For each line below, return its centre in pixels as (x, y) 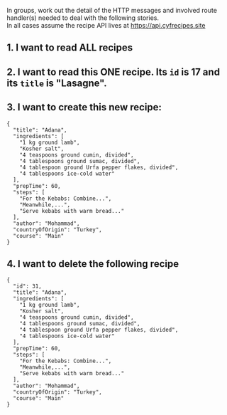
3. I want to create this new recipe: (84, 107)
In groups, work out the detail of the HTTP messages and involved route (112, 10)
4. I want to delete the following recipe (93, 264)
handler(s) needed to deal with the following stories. (83, 18)
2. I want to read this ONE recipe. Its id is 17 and (113, 72)
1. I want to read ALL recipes (70, 48)
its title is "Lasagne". (57, 83)
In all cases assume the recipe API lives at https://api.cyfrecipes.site (106, 25)
